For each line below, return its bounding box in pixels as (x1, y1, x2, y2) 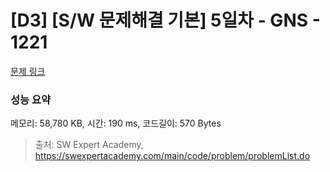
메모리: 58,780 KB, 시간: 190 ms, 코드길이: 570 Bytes (10, 117, 222, 130)
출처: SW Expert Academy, (34, 139, 144, 151)
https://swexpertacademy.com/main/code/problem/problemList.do (34, 150, 311, 162)
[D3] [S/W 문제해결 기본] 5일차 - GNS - (10, 9, 321, 32)
